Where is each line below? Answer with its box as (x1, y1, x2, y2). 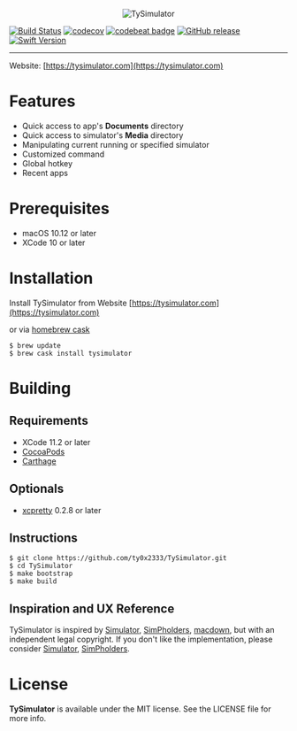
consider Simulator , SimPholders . (9, 643, 130, 654)
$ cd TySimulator (9, 562, 73, 571)
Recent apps (21, 167, 69, 178)
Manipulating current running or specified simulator (21, 139, 209, 150)
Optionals (9, 481, 65, 496)
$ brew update (9, 341, 62, 350)
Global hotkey (21, 158, 73, 168)
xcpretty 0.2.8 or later (21, 504, 102, 515)
